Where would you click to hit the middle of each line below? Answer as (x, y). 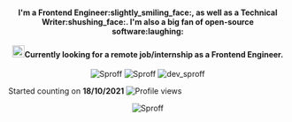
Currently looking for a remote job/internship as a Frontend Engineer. (154, 54)
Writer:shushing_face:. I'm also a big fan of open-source (148, 21)
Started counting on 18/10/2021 (66, 91)
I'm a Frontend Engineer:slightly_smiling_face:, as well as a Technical (148, 12)
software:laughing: (148, 31)
